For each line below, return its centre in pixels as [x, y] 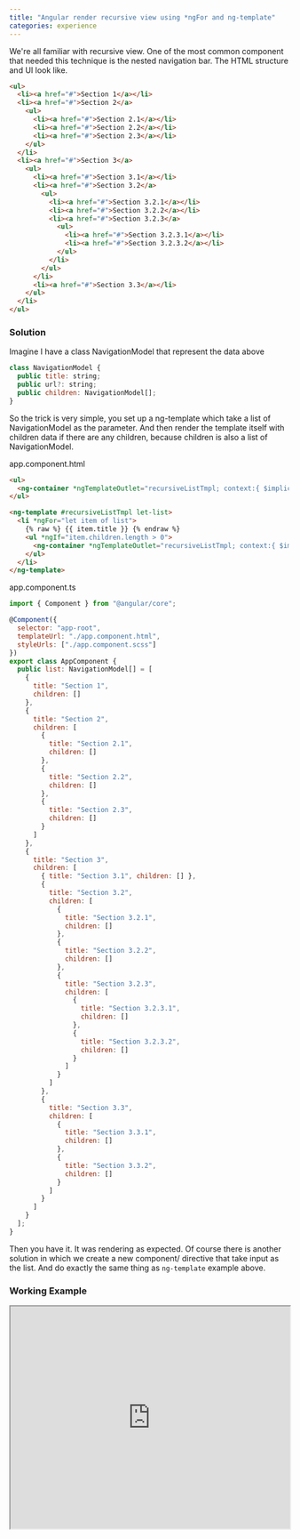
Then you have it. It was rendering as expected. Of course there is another [145, 1249]
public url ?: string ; [57, 385]
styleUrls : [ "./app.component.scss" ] [87, 645]
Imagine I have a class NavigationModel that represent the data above [137, 351]
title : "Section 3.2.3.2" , [130, 1042]
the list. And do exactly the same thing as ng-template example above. [138, 1268]
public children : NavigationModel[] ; [87, 392]
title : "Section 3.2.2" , [111, 951]
